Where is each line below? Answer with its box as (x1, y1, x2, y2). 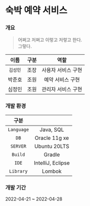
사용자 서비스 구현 (41, 67, 82, 74)
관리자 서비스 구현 (41, 86, 82, 93)
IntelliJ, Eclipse (34, 159, 70, 167)
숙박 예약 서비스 (5, 5, 67, 16)
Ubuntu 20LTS (34, 142, 70, 150)
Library (9, 168, 28, 174)
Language (8, 127, 29, 132)
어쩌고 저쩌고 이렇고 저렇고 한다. (17, 37, 82, 43)
